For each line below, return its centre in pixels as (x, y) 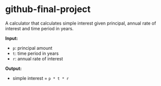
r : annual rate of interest (38, 58)
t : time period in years (35, 53)
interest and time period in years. (39, 28)
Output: (13, 68)
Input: (12, 38)
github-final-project (48, 9)
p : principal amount (32, 48)
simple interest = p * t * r (41, 78)
